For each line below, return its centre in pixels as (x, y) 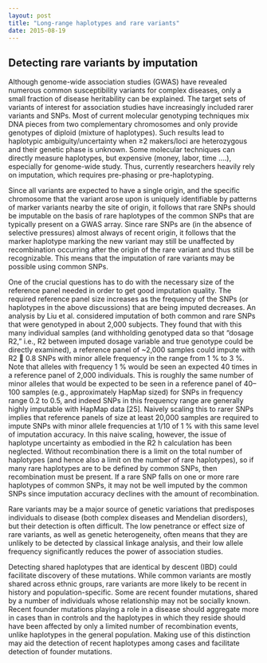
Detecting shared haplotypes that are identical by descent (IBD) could (123, 567)
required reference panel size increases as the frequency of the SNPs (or (128, 299)
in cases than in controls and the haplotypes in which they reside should (127, 618)
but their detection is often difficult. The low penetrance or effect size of (127, 526)
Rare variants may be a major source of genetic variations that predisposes (132, 509)
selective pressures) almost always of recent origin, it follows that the (122, 233)
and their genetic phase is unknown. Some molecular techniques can (122, 150)
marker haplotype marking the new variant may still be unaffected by (122, 241)
